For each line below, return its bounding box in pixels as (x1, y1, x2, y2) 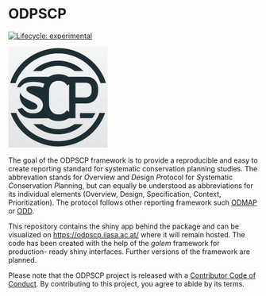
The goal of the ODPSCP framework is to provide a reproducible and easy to (8, 156, 258, 165)
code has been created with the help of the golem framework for (8, 238, 220, 248)
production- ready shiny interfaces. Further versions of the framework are (8, 247, 250, 256)
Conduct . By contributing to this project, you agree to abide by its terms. (8, 279, 245, 288)
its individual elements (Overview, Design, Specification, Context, (8, 189, 222, 198)
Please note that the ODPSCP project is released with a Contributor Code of (8, 271, 256, 280)
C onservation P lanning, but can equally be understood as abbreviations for (8, 180, 254, 190)
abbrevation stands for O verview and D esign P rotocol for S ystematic (8, 172, 233, 182)
